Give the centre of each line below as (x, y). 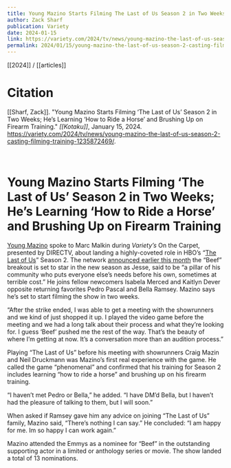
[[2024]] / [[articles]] (37, 65)
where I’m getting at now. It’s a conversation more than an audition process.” (115, 339)
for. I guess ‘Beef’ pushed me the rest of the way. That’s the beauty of (106, 332)
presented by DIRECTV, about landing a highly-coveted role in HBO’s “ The (112, 253)
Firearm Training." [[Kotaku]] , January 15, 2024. (75, 126)
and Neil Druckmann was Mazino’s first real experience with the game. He (112, 359)
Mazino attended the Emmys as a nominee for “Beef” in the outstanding (109, 443)
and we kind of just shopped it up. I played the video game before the (106, 317)
